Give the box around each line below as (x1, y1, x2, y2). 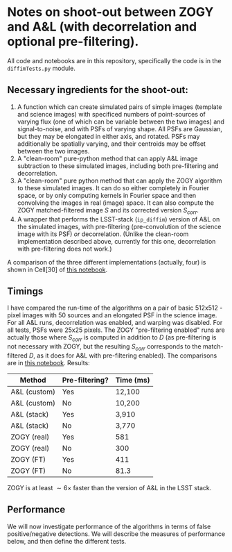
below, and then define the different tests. (7, 537, 127, 545)
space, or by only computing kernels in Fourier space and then (17, 191, 197, 199)
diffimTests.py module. (7, 64, 76, 72)
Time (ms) (115, 375, 150, 385)
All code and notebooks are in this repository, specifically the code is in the (7, 56, 222, 65)
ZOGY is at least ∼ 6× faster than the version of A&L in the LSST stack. (7, 483, 212, 492)
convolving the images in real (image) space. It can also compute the (17, 199, 215, 207)
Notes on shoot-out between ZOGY (7, 4, 214, 20)
